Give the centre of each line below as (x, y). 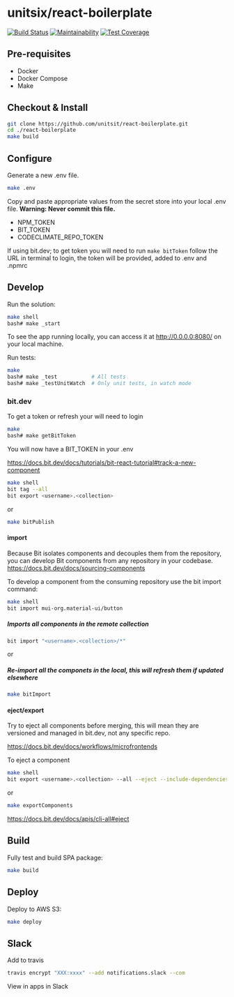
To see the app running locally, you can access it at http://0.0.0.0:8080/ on (114, 337)
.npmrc (17, 265)
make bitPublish (31, 522)
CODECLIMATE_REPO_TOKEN (60, 237)
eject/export (25, 710)
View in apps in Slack (38, 987)
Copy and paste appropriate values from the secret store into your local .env (117, 201)
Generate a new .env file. (43, 175)
